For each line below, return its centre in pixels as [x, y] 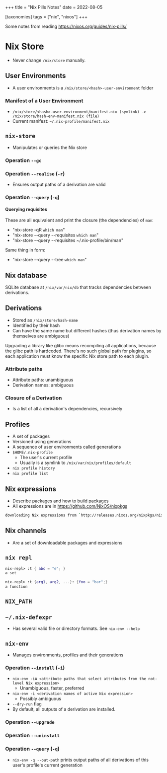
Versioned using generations [42, 442]
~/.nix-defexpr [29, 617]
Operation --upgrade [30, 722]
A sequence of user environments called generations [67, 447]
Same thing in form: [25, 250]
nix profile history [34, 468]
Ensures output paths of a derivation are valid [59, 185]
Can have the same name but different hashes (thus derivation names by [87, 330]
